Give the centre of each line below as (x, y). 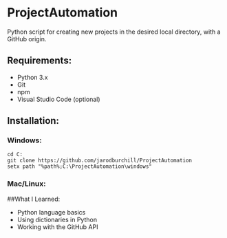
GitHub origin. (27, 39)
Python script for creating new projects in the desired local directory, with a (114, 32)
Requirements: (40, 61)
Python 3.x (32, 77)
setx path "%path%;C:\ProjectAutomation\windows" (80, 166)
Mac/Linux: (26, 184)
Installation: (33, 121)
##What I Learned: (34, 199)
